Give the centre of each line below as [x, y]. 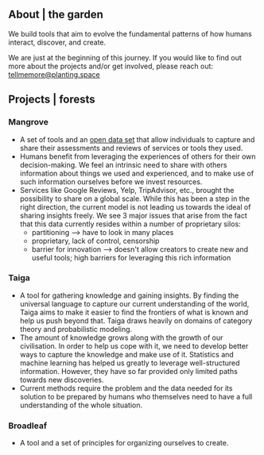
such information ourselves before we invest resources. [111, 181]
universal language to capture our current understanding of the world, [134, 303]
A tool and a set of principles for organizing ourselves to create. [124, 443]
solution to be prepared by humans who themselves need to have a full [136, 396]
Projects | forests [52, 100]
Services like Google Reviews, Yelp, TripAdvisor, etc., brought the [127, 190]
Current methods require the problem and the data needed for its [126, 388]
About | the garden [56, 15]
